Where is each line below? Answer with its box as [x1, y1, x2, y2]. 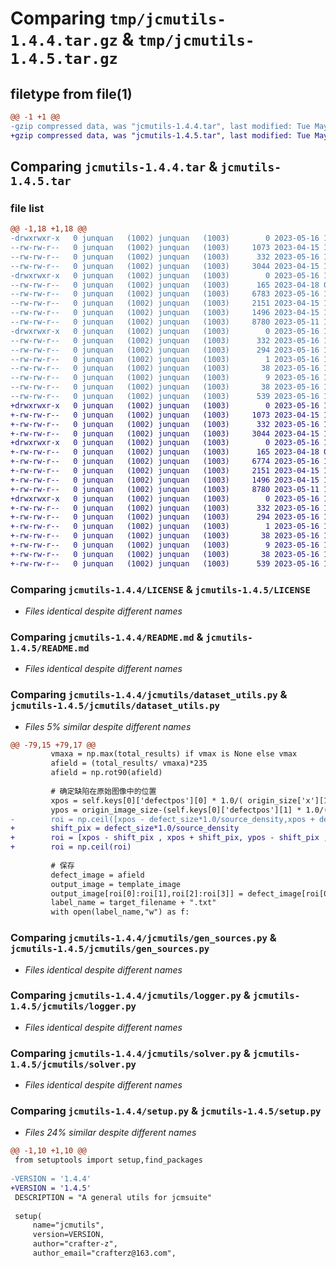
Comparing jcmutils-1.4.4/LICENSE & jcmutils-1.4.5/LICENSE [10, 582, 311, 596]
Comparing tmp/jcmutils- [10, 7, 227, 30]
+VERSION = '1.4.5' [10, 1183, 92, 1193]
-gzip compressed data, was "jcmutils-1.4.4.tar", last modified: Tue [10, 121, 311, 131]
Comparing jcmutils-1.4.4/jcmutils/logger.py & [10, 988, 251, 1002]
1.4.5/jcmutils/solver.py [10, 1058, 137, 1070]
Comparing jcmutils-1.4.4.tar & [10, 158, 218, 176]
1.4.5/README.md [10, 642, 90, 654]
